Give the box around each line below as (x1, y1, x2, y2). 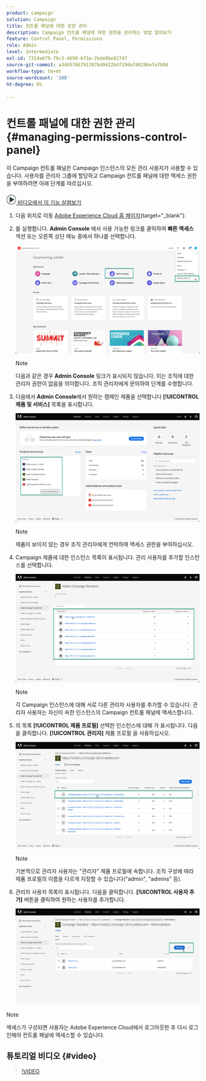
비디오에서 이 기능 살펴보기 (17, 199, 82, 206)
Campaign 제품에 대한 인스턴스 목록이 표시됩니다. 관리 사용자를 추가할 (15, 553, 184, 561)
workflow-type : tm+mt (6, 68, 62, 74)
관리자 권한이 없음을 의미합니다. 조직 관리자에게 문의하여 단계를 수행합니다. (15, 380, 194, 387)
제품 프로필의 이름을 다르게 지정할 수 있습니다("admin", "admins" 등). (15, 875, 182, 883)
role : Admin (6, 42, 37, 48)
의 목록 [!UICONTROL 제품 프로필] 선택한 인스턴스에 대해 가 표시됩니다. (15, 721, 187, 729)
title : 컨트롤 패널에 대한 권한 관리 (6, 23, 88, 29)
